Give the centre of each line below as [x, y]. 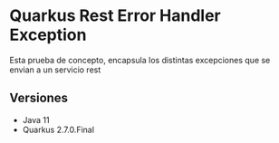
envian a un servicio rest [55, 70]
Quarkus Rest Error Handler [115, 16]
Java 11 [36, 119]
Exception [48, 35]
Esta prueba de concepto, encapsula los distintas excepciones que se [140, 60]
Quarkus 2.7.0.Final [58, 129]
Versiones [39, 98]
